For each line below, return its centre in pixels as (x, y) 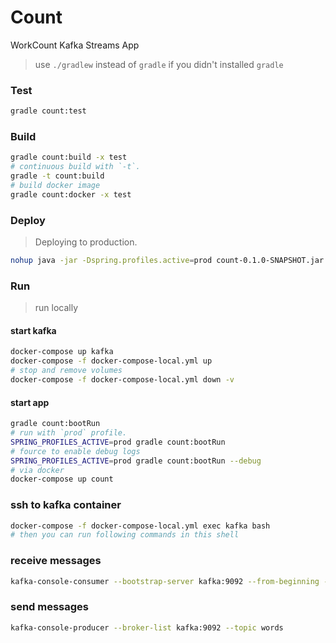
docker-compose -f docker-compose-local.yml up (111, 361)
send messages (50, 607)
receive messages (56, 561)
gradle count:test (48, 111)
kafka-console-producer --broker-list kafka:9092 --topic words (147, 627)
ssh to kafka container (66, 505)
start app (30, 402)
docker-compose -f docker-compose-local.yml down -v (122, 380)
